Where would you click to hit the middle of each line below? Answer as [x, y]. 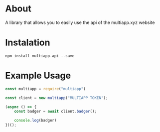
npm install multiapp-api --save [40, 56]
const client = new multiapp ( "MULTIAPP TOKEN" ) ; [57, 98]
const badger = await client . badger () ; [56, 112]
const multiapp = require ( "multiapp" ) [45, 89]
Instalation [28, 43]
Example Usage [38, 76]
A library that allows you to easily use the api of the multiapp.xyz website [80, 22]
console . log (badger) [35, 121]
